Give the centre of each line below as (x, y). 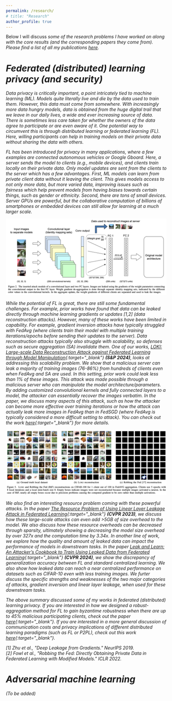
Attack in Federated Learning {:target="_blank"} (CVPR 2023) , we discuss (84, 514)
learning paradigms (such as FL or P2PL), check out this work (71, 632)
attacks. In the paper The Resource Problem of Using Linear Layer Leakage (85, 508)
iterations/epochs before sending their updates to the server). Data (77, 336)
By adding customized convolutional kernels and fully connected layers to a (86, 390)
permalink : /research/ (30, 11)
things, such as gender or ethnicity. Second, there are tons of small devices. (86, 195)
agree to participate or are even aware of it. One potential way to (75, 126)
